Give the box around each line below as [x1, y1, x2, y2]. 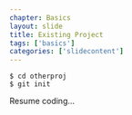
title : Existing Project [9, 30, 104, 39]
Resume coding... [9, 96, 76, 107]
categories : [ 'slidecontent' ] [9, 47, 125, 56]
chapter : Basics [9, 13, 71, 23]
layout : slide [9, 22, 64, 31]
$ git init [9, 80, 51, 89]
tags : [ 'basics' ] [9, 38, 76, 48]
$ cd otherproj [9, 72, 67, 81]
